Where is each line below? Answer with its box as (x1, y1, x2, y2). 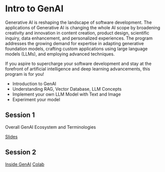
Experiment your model (12, 96, 60, 102)
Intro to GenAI (5, 3, 63, 14)
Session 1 (5, 111, 35, 119)
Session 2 (5, 148, 36, 157)
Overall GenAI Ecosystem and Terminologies (5, 124, 96, 130)
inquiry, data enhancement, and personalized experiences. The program (5, 35, 153, 41)
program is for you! (5, 71, 45, 77)
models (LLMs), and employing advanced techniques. (5, 51, 115, 57)
